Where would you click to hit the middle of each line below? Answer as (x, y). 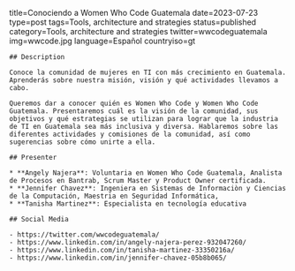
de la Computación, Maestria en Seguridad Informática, (114, 196)
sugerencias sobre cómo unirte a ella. (83, 142)
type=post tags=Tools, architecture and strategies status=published (133, 22)
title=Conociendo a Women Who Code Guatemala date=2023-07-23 (134, 13)
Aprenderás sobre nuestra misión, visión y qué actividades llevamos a (144, 80)
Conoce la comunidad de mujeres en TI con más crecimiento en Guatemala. (148, 72)
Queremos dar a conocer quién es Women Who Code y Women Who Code (134, 103)
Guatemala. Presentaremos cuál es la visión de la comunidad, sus (134, 111)
